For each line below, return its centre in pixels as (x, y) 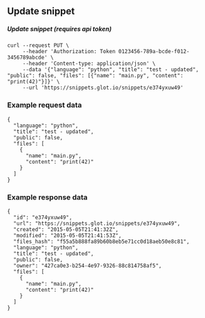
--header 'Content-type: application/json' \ (89, 64)
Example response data (48, 197)
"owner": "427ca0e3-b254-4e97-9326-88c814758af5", (88, 266)
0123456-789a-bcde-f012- (154, 52)
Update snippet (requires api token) (59, 29)
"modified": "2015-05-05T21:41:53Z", (68, 235)
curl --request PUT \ (38, 46)
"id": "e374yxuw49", (43, 217)
